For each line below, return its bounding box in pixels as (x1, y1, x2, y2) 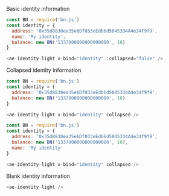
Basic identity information (6, 5, 70, 12)
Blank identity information (6, 172, 71, 180)
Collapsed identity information (6, 66, 81, 74)
